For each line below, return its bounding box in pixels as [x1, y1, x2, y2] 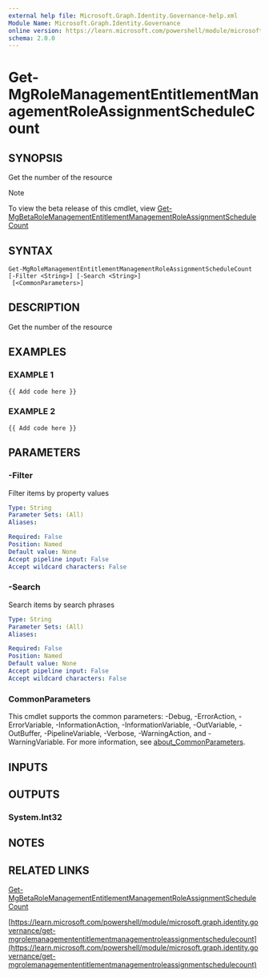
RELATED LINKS [8, 863, 90, 877]
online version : [8, 26, 62, 34]
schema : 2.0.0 [8, 34, 56, 42]
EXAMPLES [8, 345, 66, 359]
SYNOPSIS [8, 151, 63, 165]
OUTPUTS [8, 787, 60, 801]
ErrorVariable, [8, 720, 54, 730]
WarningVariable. [8, 738, 66, 747]
